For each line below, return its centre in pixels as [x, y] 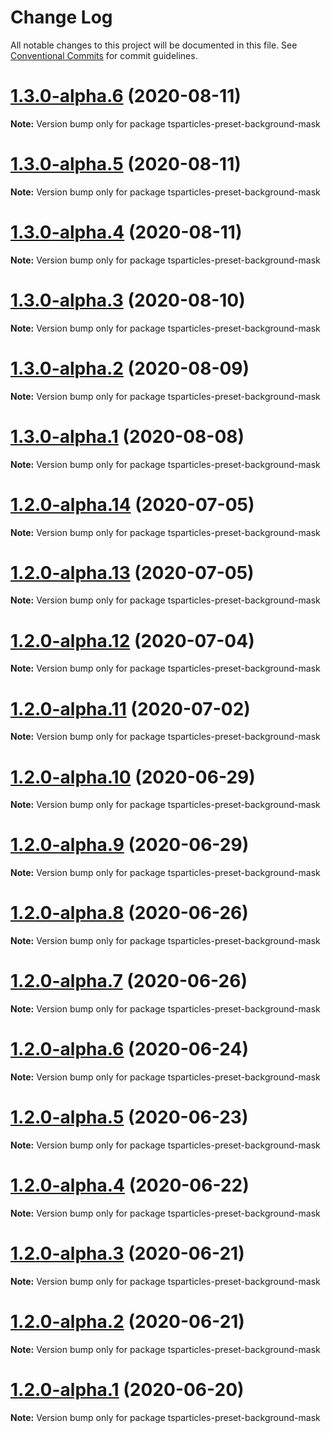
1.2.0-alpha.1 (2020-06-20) [127, 1389]
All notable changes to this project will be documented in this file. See [154, 45]
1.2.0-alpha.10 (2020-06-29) [133, 777]
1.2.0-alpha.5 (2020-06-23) [129, 1117]
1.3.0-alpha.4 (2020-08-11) [126, 232]
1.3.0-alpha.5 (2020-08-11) [126, 164]
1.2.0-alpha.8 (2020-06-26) [129, 913]
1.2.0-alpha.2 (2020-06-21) [127, 1322]
